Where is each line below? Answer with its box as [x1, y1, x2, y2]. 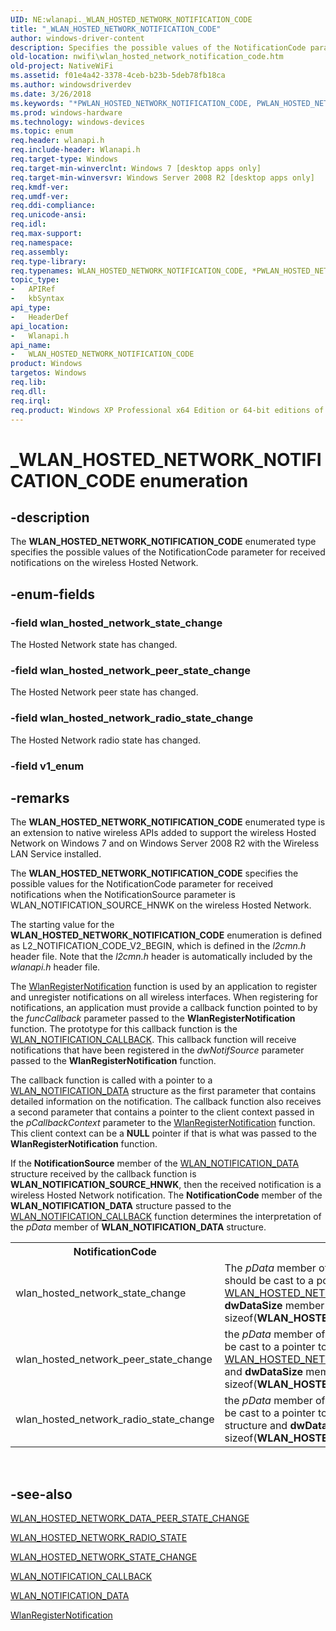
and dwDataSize [224, 1365, 303, 1379]
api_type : [10, 303, 52, 313]
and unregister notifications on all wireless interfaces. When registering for [10, 991, 318, 1003]
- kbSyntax [10, 294, 65, 304]
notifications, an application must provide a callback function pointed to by [10, 1002, 318, 1014]
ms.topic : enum [10, 126, 74, 136]
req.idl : [10, 219, 47, 230]
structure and [224, 1419, 288, 1433]
